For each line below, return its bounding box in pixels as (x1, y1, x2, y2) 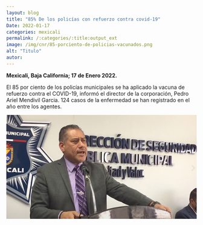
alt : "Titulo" (6, 48, 42, 54)
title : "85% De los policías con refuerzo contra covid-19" (6, 16, 161, 22)
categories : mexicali (6, 29, 61, 35)
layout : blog (6, 10, 39, 16)
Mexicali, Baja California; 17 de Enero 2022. (6, 71, 118, 79)
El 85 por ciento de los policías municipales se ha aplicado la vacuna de (6, 83, 185, 91)
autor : (6, 54, 23, 60)
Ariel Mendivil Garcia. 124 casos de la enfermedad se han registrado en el (6, 96, 190, 103)
